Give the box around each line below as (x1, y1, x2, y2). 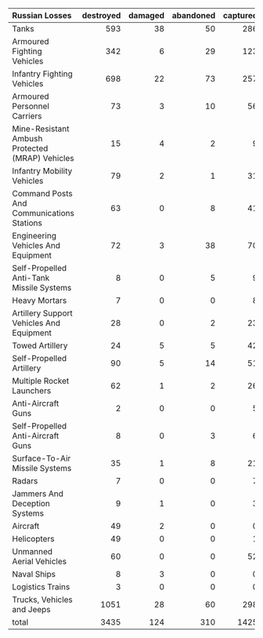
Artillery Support (12, 308, 73, 319)
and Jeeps (12, 604, 51, 614)
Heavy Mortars (12, 295, 67, 305)
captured (222, 10, 258, 20)
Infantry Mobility (12, 166, 73, 176)
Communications (12, 208, 74, 218)
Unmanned (12, 546, 53, 556)
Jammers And (12, 488, 64, 499)
